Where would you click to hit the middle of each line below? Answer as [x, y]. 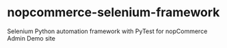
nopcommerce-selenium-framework [113, 13]
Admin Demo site [31, 38]
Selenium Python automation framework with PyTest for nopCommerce [107, 31]
